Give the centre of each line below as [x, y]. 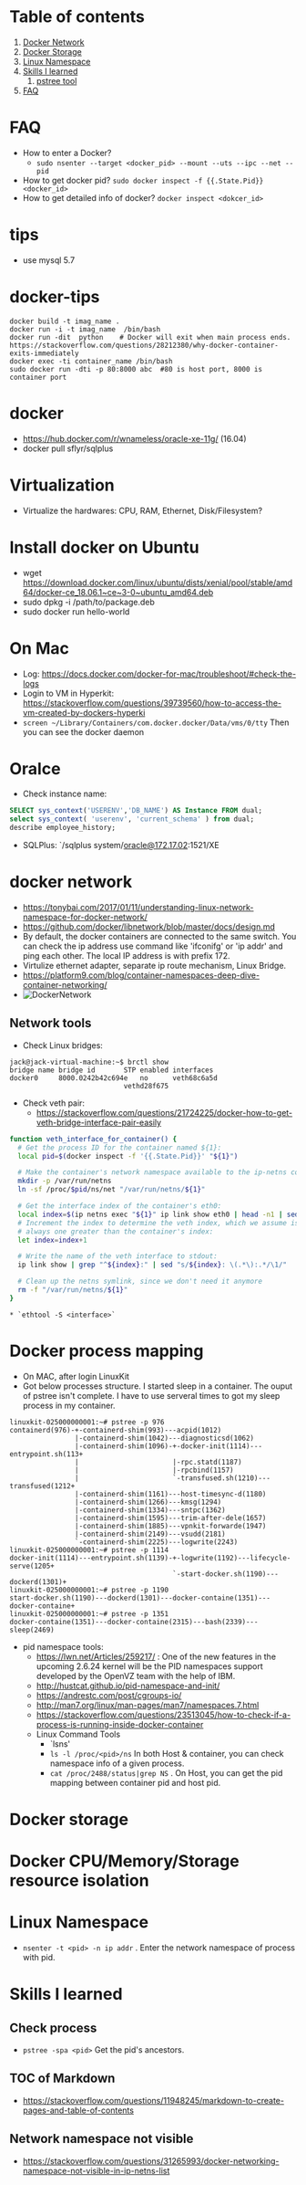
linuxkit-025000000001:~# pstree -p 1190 [89, 1590]
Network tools [51, 1023]
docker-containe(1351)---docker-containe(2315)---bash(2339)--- [134, 1622]
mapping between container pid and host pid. [135, 1782]
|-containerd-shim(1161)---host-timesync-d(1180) [170, 1494]
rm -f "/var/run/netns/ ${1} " [73, 1290]
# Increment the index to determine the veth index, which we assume [152, 1223]
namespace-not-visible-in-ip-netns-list [96, 2170]
